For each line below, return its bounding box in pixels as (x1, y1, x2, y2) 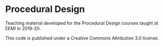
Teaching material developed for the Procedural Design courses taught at (5, 20, 158, 26)
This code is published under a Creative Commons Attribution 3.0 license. (5, 35, 159, 41)
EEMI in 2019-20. (5, 25, 41, 31)
